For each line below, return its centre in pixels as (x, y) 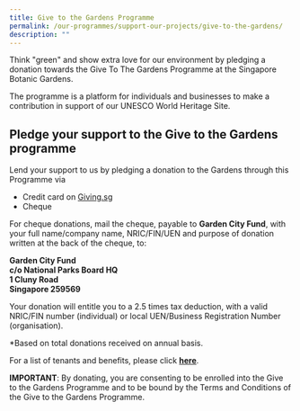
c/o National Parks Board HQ (64, 270)
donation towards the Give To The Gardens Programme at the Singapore (143, 69)
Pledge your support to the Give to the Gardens (144, 134)
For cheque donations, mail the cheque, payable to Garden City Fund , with (148, 224)
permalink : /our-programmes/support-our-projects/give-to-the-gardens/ (146, 26)
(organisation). (36, 326)
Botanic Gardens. (41, 79)
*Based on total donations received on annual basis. (106, 344)
